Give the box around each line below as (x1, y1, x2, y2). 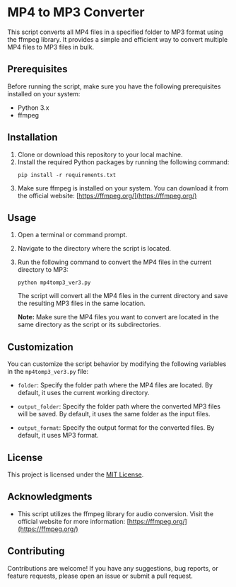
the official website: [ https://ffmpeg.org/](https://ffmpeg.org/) (17, 191, 197, 200)
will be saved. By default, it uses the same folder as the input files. (17, 410, 211, 418)
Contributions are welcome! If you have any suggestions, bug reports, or (7, 564, 218, 572)
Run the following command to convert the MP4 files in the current (17, 258, 212, 266)
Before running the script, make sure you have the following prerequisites (7, 82, 221, 91)
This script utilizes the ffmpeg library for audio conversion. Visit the (17, 509, 214, 518)
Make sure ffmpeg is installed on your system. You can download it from (17, 183, 228, 192)
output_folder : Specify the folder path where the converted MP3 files (17, 402, 221, 411)
